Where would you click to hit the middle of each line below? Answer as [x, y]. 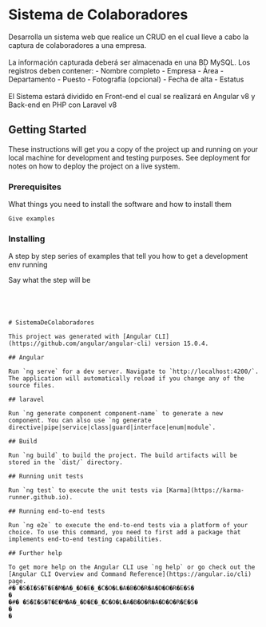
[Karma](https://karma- [205, 490]
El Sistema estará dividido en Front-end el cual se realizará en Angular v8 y [132, 96]
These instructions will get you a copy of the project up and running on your [133, 149]
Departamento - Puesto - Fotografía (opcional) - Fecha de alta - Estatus [126, 79]
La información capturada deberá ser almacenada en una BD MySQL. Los [129, 62]
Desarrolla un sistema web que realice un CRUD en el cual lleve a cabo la [129, 37]
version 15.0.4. [182, 344]
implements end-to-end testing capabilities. [85, 540]
